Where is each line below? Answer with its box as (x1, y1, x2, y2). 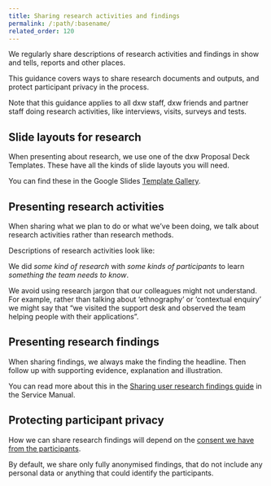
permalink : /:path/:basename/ (8, 20, 111, 28)
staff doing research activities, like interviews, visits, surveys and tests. (8, 106, 247, 116)
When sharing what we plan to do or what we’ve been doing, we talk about (8, 221, 259, 231)
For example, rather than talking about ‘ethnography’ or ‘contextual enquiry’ (8, 294, 262, 304)
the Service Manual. (8, 389, 76, 399)
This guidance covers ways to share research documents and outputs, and (8, 74, 260, 84)
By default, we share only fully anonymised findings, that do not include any (8, 459, 263, 469)
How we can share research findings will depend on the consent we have (8, 435, 255, 445)
